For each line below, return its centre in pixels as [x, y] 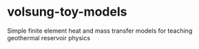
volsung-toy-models [67, 12]
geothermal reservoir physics [49, 37]
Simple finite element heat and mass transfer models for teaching [100, 31]
